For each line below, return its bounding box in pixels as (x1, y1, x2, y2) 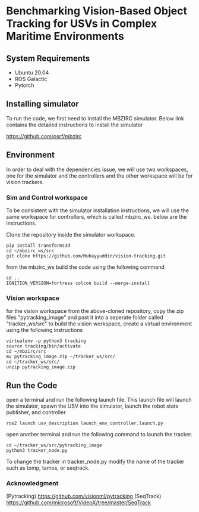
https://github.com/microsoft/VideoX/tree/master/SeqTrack (6, 499, 151, 506)
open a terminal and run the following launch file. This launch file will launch (6, 396, 192, 404)
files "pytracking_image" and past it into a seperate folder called (6, 314, 163, 321)
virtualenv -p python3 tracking (6, 338, 86, 344)
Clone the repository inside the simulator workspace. (6, 231, 136, 238)
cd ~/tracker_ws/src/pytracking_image (6, 442, 102, 448)
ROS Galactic (14, 76, 48, 82)
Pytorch (14, 82, 34, 89)
